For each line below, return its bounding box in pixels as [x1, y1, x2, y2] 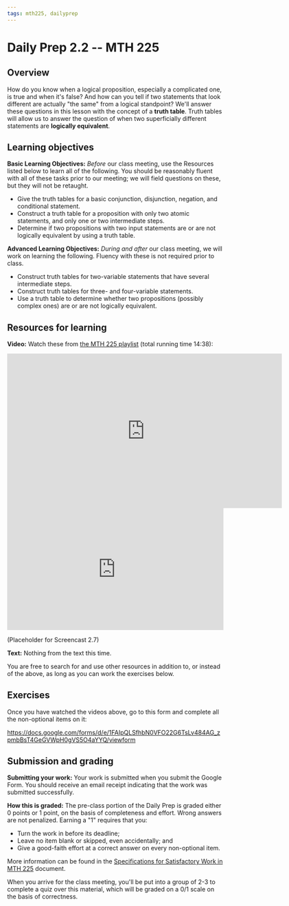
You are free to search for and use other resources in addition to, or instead [7, 662, 221, 670]
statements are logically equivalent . [7, 122, 111, 130]
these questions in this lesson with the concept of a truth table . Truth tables [7, 107, 222, 115]
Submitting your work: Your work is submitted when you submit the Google [7, 773, 222, 782]
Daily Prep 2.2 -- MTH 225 [7, 39, 160, 55]
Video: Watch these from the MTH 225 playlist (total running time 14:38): [7, 340, 213, 348]
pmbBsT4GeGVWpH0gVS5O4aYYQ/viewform [7, 736, 136, 744]
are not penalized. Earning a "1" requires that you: [7, 816, 148, 824]
